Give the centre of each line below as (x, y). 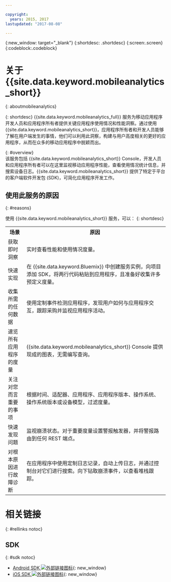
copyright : (17, 14)
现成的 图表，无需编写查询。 (60, 354)
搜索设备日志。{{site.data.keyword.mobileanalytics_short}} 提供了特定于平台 (85, 172)
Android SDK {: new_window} (60, 568)
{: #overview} (20, 153)
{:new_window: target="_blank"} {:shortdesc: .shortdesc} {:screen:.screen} (84, 43)
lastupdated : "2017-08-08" (34, 24)
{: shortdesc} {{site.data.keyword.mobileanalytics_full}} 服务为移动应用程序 (84, 117)
